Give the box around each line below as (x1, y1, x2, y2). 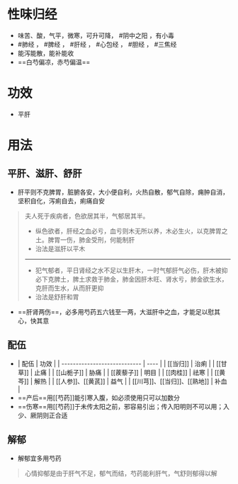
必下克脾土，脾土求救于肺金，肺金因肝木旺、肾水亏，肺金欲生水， (35, 275, 228, 283)
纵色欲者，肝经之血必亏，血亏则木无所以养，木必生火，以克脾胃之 (35, 226, 228, 235)
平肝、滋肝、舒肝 (7, 168, 82, 180)
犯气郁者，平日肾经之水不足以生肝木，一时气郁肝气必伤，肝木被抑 (35, 266, 228, 275)
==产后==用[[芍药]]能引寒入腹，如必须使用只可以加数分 (17, 393, 181, 402)
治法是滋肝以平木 (35, 244, 86, 253)
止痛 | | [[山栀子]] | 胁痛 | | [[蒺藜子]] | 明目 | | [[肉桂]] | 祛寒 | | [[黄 (34, 368, 226, 376)
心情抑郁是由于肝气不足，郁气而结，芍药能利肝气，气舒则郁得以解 (24, 468, 217, 478)
